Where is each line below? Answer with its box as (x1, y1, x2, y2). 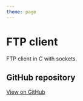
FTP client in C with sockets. (6, 55, 78, 62)
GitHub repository (6, 72, 76, 82)
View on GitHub (6, 88, 45, 96)
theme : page (6, 8, 36, 15)
